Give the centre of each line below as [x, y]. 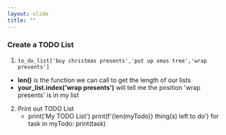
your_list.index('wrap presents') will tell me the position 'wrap [109, 87]
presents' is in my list [48, 95]
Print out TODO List [45, 108]
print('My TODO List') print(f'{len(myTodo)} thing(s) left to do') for [124, 116]
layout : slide [28, 14]
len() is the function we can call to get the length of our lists [104, 80]
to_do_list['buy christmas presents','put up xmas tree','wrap [112, 60]
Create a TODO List [40, 45]
